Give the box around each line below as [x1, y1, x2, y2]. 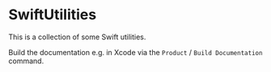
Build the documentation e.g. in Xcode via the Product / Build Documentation [8, 47, 263, 57]
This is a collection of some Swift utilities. [8, 32, 146, 42]
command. [8, 56, 44, 66]
